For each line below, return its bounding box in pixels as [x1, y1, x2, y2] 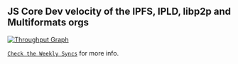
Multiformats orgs [7, 17, 90, 29]
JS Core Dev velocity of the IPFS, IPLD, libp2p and [7, 6, 232, 18]
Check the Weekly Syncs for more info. [7, 49, 119, 57]
